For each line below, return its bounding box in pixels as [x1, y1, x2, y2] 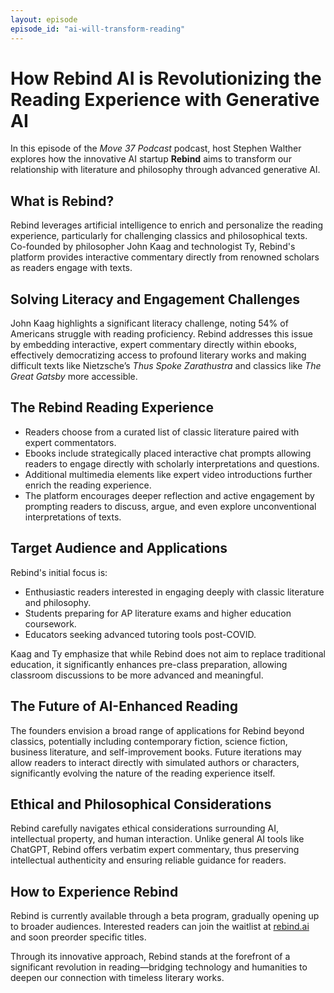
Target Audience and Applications [10, 540, 228, 557]
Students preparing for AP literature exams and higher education [24, 607, 292, 619]
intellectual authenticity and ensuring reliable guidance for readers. [10, 854, 287, 866]
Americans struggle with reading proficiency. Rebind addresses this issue [10, 328, 313, 340]
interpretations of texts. [24, 511, 122, 523]
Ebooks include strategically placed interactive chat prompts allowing [24, 447, 312, 459]
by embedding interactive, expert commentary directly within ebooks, [10, 339, 298, 351]
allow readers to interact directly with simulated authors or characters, [10, 756, 300, 768]
